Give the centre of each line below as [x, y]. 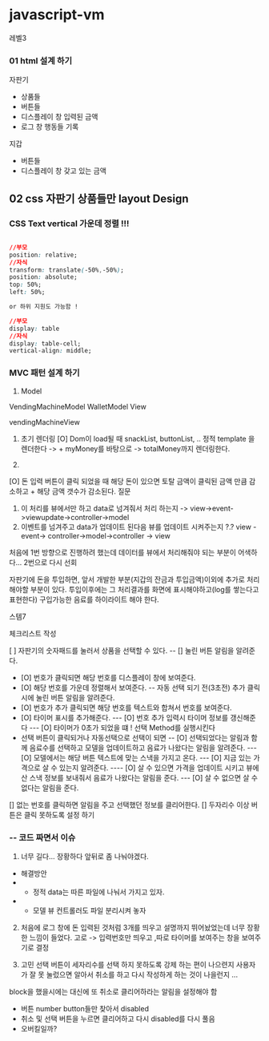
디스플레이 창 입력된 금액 [59, 117]
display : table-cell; [45, 343]
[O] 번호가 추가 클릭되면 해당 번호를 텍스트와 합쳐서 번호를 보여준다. [126, 708]
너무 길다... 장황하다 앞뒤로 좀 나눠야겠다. [84, 856]
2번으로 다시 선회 [50, 562]
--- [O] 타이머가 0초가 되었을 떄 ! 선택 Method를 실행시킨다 [122, 728]
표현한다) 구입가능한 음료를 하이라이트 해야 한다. [84, 599]
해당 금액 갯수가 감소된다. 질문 [84, 491]
